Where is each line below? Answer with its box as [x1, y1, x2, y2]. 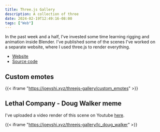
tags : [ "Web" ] [5, 20, 34, 26]
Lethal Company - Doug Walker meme [5, 100, 122, 108]
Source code [12, 59, 38, 64]
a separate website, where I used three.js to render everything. [5, 44, 131, 50]
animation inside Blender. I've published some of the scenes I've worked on [5, 39, 156, 45]
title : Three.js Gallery [5, 7, 55, 12]
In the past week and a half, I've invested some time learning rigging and [5, 34, 150, 40]
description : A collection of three [5, 12, 79, 16]
